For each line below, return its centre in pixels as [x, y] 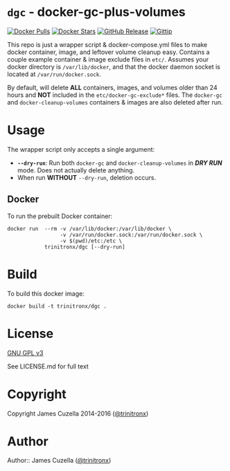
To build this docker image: [46, 293]
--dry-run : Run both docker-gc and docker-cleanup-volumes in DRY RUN [120, 163]
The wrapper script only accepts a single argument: [81, 149]
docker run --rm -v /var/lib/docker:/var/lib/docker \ [89, 229]
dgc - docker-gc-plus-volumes [96, 12]
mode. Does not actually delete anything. [76, 170]
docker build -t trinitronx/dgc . [57, 306]
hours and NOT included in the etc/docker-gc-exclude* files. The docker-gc [115, 95]
